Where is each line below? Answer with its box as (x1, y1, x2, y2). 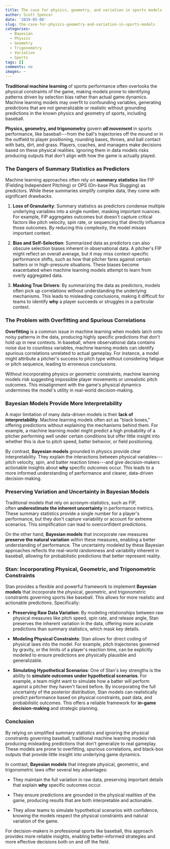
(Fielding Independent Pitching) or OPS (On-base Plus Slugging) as (5, 182, 146, 189)
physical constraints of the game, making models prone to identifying (5, 89, 151, 94)
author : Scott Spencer (5, 12, 53, 17)
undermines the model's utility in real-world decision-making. (5, 387, 134, 393)
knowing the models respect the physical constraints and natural (12, 812, 148, 818)
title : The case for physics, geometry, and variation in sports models (5, 7, 162, 13)
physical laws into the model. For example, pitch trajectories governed (12, 641, 160, 648)
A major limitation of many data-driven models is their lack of (5, 411, 133, 417)
